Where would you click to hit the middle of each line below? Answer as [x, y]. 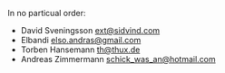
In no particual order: [47, 13]
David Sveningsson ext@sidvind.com [90, 30]
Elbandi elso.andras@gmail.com [81, 40]
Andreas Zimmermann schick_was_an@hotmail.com [118, 59]
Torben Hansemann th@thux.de [80, 50]
